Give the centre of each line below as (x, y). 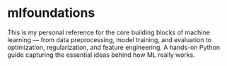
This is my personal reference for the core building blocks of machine (109, 32)
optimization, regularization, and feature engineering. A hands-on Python (114, 47)
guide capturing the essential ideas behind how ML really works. (101, 55)
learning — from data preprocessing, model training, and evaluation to (110, 39)
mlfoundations (51, 13)
